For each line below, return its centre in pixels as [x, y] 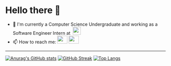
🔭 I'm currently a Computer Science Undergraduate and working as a [85, 24]
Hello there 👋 [33, 10]
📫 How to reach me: [34, 42]
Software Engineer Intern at [41, 33]
